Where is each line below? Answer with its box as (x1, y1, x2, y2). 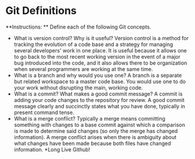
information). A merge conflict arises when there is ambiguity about (13, 133, 177, 140)
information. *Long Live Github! (13, 146, 90, 153)
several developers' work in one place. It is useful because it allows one (13, 47, 187, 54)
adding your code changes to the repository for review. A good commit (13, 96, 185, 103)
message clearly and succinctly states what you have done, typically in (13, 103, 185, 109)
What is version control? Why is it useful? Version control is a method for (13, 34, 189, 41)
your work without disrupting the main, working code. (13, 84, 143, 91)
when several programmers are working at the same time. (13, 65, 153, 72)
